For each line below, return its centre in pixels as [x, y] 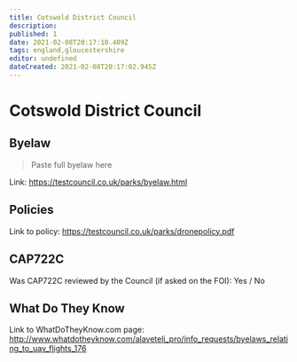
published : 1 [33, 34]
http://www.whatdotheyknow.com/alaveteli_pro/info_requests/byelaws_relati [149, 339]
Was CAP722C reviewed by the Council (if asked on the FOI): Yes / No [137, 280]
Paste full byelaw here [71, 164]
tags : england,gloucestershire [67, 51]
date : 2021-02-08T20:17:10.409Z [69, 42]
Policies [32, 210]
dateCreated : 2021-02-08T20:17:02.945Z [83, 67]
